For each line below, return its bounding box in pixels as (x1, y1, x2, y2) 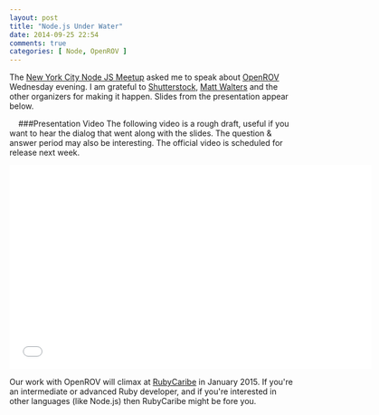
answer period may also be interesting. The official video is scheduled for (9, 138, 283, 149)
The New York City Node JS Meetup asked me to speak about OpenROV (9, 72, 280, 82)
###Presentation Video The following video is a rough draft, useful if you (17, 119, 289, 130)
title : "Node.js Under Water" (9, 22, 124, 31)
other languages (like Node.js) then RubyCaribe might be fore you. (9, 396, 257, 407)
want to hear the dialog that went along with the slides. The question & (9, 128, 272, 139)
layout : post (9, 13, 59, 23)
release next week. (9, 147, 81, 159)
